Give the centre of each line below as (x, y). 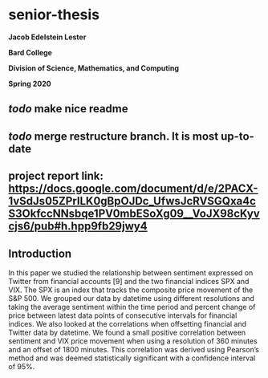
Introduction (40, 253)
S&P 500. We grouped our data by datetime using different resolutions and (132, 298)
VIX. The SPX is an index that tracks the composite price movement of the (131, 290)
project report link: (56, 176)
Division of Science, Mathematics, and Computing (93, 68)
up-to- (237, 136)
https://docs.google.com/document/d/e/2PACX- (133, 189)
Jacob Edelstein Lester (47, 37)
